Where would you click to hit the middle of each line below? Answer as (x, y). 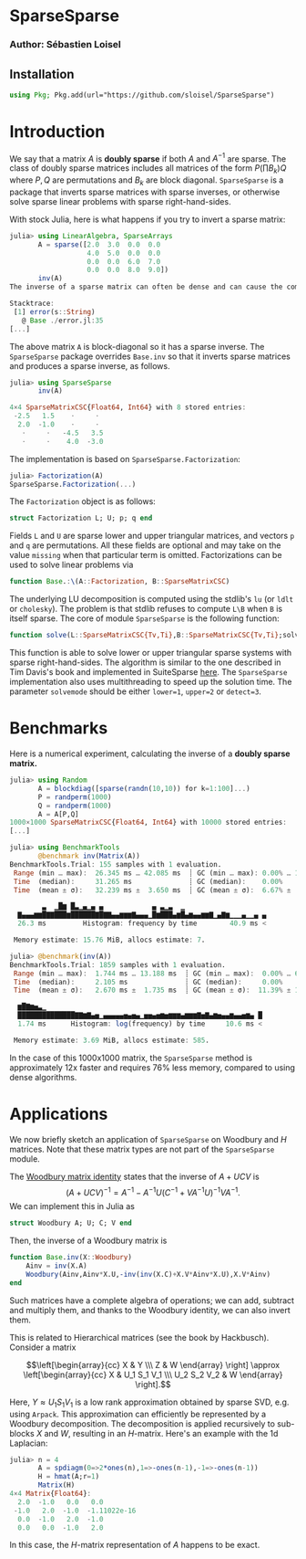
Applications (59, 1114)
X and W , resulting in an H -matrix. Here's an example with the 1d (157, 1433)
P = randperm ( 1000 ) (75, 797)
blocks (22, 1433)
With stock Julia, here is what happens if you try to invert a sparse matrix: (148, 219)
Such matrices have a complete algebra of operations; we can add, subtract (152, 1300)
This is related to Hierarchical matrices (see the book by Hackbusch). (139, 1337)
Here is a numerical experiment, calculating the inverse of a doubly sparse (150, 753)
